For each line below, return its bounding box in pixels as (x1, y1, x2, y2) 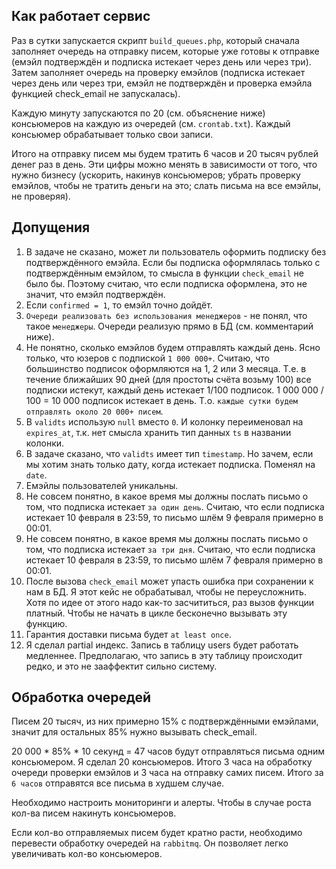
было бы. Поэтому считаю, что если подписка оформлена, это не (25, 277, 308, 289)
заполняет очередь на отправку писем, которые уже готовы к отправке (11, 45, 320, 57)
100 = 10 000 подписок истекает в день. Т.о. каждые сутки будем (25, 394, 298, 406)
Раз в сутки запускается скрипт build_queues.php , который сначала (11, 34, 300, 46)
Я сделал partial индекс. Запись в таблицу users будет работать (25, 639, 299, 651)
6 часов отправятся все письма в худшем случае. (11, 777, 225, 789)
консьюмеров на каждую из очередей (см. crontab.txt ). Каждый (11, 117, 291, 129)
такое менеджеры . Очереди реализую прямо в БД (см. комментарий (25, 320, 314, 332)
